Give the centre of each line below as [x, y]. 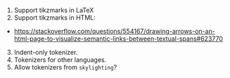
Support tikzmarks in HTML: [55, 18]
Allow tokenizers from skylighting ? [65, 67]
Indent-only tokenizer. [46, 52]
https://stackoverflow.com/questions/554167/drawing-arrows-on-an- [115, 31]
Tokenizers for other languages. [60, 60]
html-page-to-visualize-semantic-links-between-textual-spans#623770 [119, 39]
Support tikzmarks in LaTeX [54, 10]
